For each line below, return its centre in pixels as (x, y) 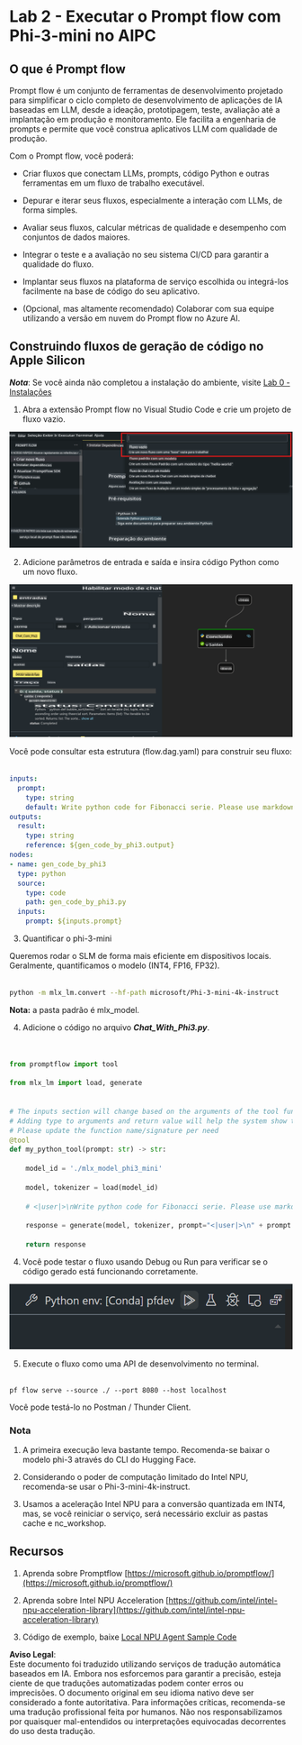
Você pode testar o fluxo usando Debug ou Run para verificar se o (145, 1262)
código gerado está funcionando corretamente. (110, 1272)
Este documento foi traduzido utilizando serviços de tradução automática (145, 1664)
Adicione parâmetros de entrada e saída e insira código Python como (151, 562)
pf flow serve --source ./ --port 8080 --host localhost (118, 1390)
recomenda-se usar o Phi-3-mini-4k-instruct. (106, 1487)
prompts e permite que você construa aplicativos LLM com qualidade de (143, 129)
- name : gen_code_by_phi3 (58, 864)
